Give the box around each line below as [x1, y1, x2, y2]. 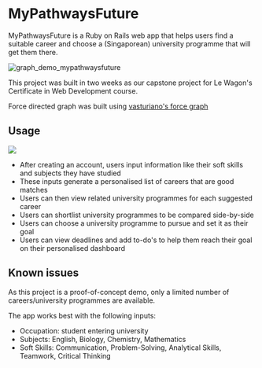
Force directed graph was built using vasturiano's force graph [8, 101, 208, 111]
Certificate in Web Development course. [8, 86, 138, 95]
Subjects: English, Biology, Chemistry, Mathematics [19, 334, 186, 344]
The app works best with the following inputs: [8, 311, 156, 320]
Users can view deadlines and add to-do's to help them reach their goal [19, 235, 253, 245]
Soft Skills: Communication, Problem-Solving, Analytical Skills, [19, 343, 222, 352]
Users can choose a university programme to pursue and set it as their [19, 218, 249, 228]
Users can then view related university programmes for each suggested [19, 193, 253, 203]
